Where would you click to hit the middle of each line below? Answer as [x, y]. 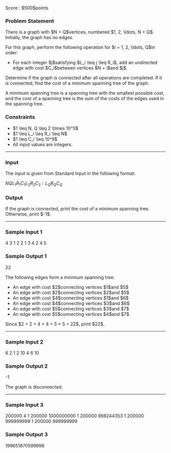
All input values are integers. [42, 144]
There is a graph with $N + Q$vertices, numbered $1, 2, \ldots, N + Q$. [80, 32]
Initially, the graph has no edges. [39, 38]
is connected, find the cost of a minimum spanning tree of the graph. [77, 83]
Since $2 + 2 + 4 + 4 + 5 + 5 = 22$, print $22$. [55, 324]
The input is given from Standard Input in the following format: [70, 173]
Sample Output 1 [26, 256]
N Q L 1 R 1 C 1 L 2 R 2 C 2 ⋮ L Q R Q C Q [34, 184]
